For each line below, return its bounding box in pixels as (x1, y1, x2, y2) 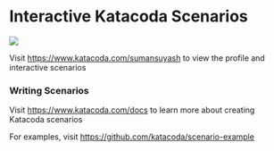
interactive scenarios (9, 62, 87, 72)
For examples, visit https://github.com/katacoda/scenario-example (9, 131, 254, 142)
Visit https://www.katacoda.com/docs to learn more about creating (9, 105, 255, 115)
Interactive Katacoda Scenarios (9, 6, 248, 27)
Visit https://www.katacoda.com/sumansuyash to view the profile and (9, 52, 265, 63)
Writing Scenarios (9, 84, 89, 96)
